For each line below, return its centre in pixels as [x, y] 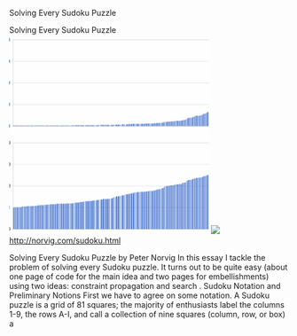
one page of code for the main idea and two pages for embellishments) [139, 277]
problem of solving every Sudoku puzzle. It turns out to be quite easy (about [148, 267]
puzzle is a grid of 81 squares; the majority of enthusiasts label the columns [147, 305]
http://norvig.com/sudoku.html [65, 240]
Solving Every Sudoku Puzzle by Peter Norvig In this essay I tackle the [137, 258]
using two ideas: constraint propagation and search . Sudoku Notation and [145, 286]
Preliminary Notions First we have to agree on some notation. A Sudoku [140, 295]
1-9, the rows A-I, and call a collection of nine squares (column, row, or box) [148, 314]
